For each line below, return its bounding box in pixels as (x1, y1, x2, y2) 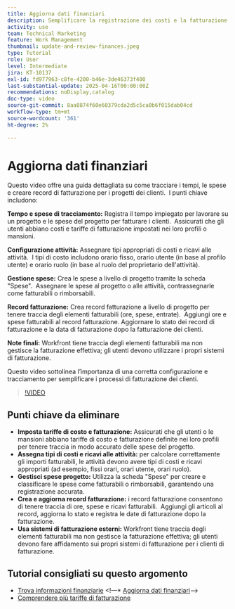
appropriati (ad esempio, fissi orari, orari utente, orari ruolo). (17, 465, 192, 473)
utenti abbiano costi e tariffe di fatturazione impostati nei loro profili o (7, 224, 207, 233)
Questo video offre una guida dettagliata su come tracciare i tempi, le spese (7, 181, 227, 190)
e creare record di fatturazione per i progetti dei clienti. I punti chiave (7, 188, 208, 197)
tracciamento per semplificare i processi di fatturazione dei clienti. (7, 375, 199, 383)
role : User (7, 56, 39, 63)
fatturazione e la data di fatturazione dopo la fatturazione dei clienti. (7, 325, 203, 334)
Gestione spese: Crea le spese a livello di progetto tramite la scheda (7, 274, 206, 283)
